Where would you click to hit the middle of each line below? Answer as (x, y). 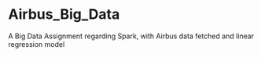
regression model (37, 44)
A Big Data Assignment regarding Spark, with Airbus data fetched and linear (131, 36)
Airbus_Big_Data (64, 14)
